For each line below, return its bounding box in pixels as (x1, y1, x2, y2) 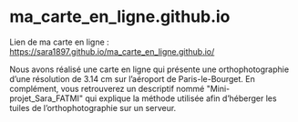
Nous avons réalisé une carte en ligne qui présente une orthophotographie (9, 64, 290, 75)
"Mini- (206, 83, 231, 94)
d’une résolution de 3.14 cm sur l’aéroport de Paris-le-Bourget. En (9, 73, 255, 84)
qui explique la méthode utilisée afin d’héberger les (85, 93, 277, 104)
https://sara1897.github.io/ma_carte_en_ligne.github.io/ (9, 46, 215, 56)
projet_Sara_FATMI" (9, 93, 84, 104)
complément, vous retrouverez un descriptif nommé (9, 83, 205, 94)
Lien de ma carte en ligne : (9, 36, 109, 47)
